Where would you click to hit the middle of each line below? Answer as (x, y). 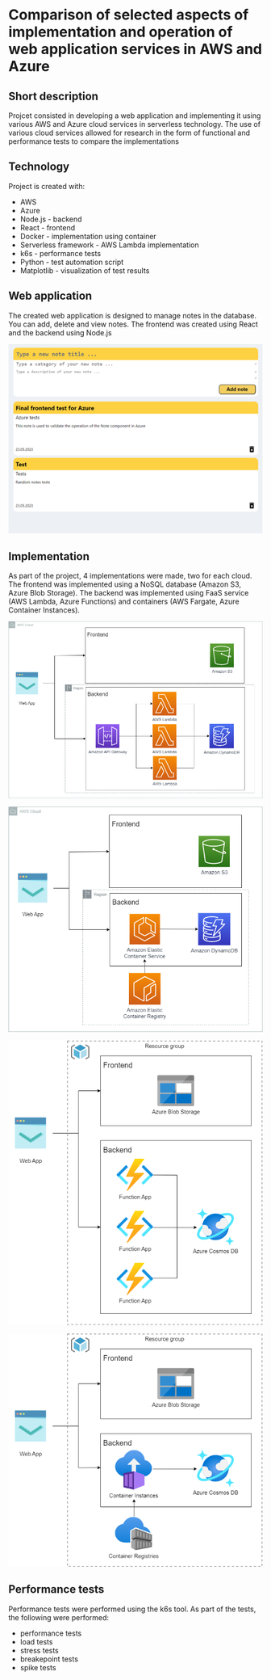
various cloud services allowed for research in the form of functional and (129, 133)
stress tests (39, 1650)
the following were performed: (59, 1617)
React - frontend (47, 227)
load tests (36, 1641)
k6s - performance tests (60, 253)
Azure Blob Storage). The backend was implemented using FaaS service (129, 593)
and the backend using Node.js (60, 332)
